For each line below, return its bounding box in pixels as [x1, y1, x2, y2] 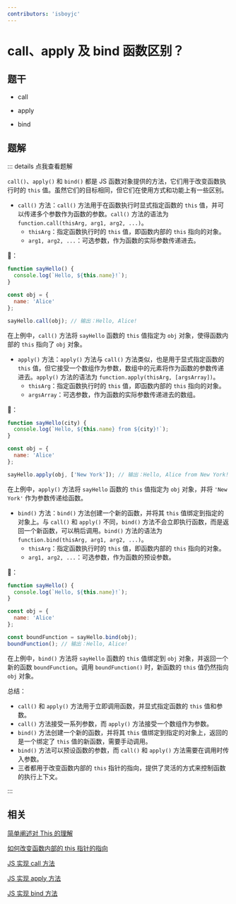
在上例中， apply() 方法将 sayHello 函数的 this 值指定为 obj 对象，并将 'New [7, 485, 228, 493]
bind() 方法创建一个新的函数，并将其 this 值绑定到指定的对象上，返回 [17, 728, 223, 736]
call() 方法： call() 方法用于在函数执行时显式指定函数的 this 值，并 [17, 201, 218, 209]
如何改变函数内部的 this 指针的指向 [7, 844, 108, 852]
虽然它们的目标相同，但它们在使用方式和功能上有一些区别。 [54, 186, 228, 194]
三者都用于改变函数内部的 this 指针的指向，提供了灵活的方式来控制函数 [17, 763, 226, 772]
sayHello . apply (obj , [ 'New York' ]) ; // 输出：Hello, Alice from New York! [7, 471, 230, 478]
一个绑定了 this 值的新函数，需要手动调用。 [23, 736, 152, 746]
